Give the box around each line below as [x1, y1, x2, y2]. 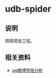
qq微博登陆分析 [12, 67, 43, 73]
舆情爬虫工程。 [5, 38, 35, 43]
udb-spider [5, 3, 52, 15]
